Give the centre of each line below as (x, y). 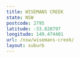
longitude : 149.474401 (35, 34)
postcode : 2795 (25, 23)
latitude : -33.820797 (34, 29)
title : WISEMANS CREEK (35, 12)
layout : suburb (25, 46)
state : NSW (20, 18)
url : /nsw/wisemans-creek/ (40, 40)
